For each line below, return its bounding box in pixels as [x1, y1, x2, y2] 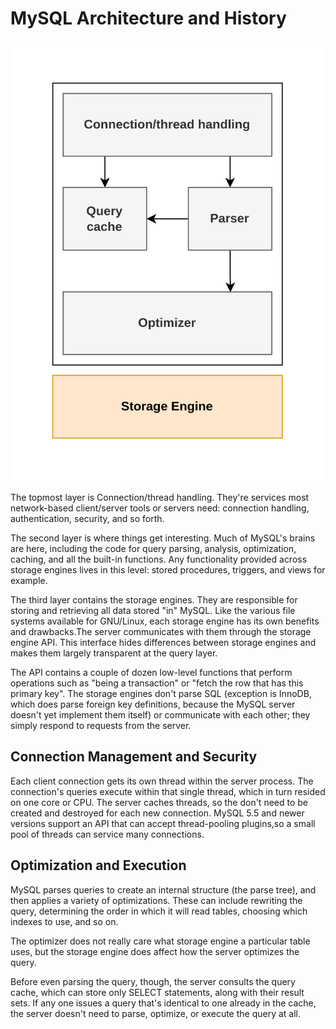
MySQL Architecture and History [10, 7, 287, 30]
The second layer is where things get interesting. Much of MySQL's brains [10, 532, 316, 544]
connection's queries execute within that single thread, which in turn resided [10, 785, 326, 797]
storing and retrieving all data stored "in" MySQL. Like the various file [10, 604, 296, 616]
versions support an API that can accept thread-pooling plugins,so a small [10, 817, 316, 829]
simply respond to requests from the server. [10, 719, 192, 731]
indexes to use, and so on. [10, 915, 119, 927]
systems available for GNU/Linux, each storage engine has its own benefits [10, 615, 320, 627]
